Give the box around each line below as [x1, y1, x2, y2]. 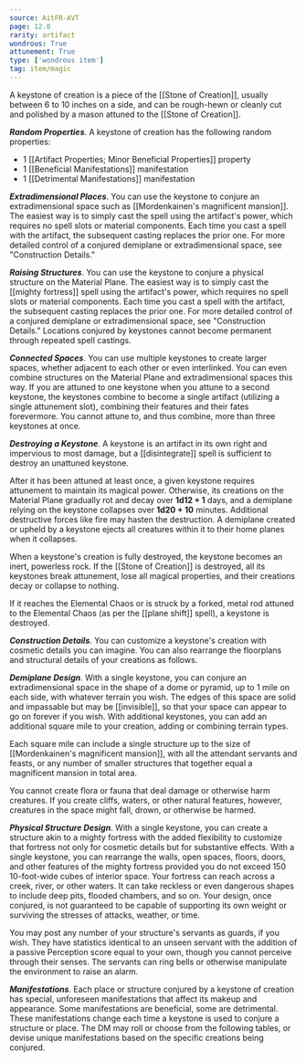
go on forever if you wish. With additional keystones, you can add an [9, 710, 268, 721]
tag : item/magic [9, 65, 71, 74]
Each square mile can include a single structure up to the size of [9, 738, 251, 749]
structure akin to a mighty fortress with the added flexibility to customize [9, 832, 283, 843]
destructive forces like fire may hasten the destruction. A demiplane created [9, 513, 296, 525]
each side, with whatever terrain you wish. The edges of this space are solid [9, 691, 297, 702]
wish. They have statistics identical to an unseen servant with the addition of [9, 937, 298, 948]
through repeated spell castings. [9, 334, 132, 345]
